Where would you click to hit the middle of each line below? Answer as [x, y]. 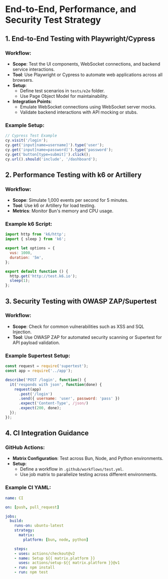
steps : [21, 549]
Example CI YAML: [28, 488]
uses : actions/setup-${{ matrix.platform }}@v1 [69, 563]
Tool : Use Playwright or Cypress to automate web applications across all [88, 75]
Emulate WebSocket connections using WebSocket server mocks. [88, 106]
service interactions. [34, 69]
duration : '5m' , [27, 257]
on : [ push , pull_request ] [32, 507]
